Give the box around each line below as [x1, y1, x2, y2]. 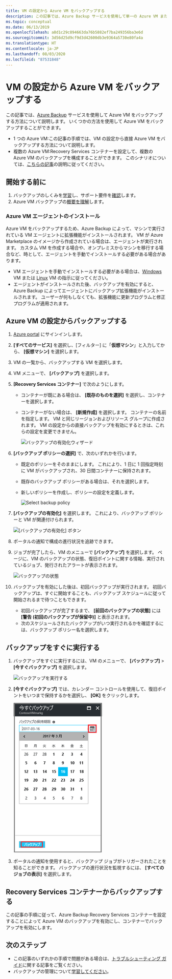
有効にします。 [23, 924, 55, 930]
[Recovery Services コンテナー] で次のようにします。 [13, 381, 127, 387]
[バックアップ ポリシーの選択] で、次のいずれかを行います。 [13, 450, 139, 456]
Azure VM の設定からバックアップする [6, 317, 127, 325]
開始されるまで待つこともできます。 [13, 597, 89, 603]
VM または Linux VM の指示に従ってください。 [13, 275, 111, 281]
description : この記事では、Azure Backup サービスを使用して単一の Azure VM [6, 13, 158, 19]
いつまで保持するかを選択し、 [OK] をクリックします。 [27, 692, 142, 699]
